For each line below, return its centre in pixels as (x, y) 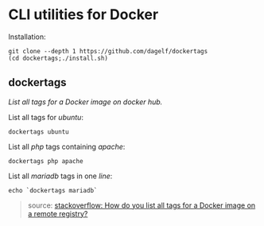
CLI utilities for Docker (83, 15)
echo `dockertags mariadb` (53, 190)
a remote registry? (58, 213)
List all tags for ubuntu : (46, 117)
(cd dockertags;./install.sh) (58, 58)
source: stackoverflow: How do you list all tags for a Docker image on (142, 205)
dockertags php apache (46, 161)
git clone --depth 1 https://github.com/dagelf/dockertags (108, 51)
